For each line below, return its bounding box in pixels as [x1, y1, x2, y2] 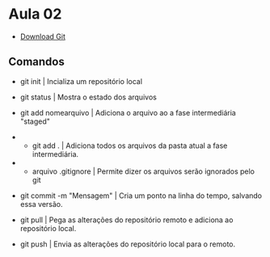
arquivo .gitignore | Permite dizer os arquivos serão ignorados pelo [32, 166, 255, 176]
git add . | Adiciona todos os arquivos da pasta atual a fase [32, 141, 228, 150]
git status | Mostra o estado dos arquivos [19, 92, 158, 102]
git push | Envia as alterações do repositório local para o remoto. [19, 239, 236, 249]
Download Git [19, 32, 66, 41]
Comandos [8, 55, 65, 69]
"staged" [19, 116, 51, 126]
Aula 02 [8, 5, 62, 23]
